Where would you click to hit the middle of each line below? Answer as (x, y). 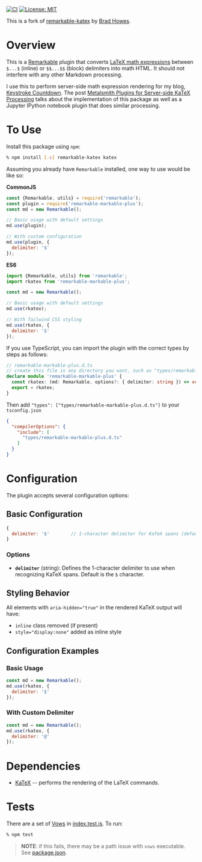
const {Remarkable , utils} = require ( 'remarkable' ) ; (74, 198)
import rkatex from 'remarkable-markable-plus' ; (68, 282)
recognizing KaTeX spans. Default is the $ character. (80, 574)
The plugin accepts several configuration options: (68, 495)
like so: (15, 175)
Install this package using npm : (43, 146)
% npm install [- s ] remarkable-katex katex (62, 157)
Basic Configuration (44, 514)
